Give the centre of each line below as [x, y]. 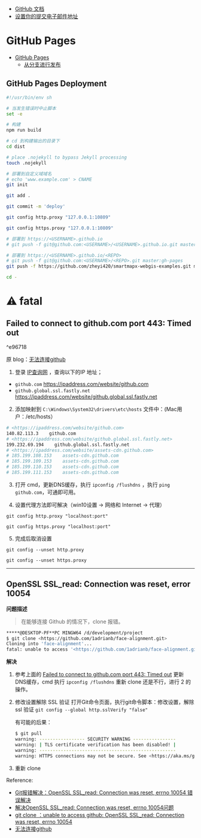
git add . [19, 196]
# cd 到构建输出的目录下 [33, 141]
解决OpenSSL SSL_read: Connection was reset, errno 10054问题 [95, 807]
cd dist [16, 147]
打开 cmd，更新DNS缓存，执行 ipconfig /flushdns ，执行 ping [92, 484]
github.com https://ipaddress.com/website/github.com [82, 384]
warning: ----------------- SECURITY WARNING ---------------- [95, 739]
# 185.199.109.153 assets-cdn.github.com [63, 461]
